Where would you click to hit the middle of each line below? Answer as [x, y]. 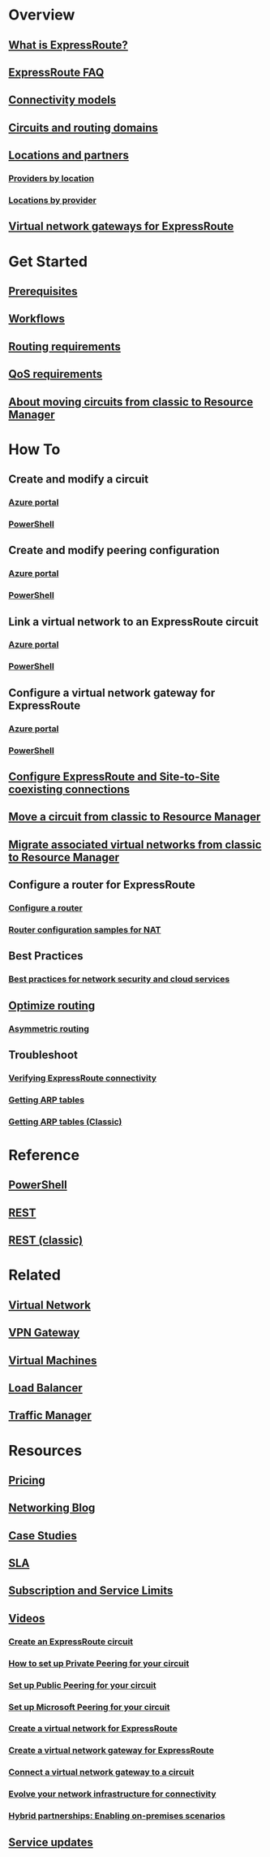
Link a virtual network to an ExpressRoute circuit [134, 622]
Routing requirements [65, 346]
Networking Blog [52, 1508]
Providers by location [51, 179]
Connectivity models [62, 100]
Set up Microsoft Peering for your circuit [89, 1707]
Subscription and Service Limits [91, 1591]
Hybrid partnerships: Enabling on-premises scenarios [117, 1816]
